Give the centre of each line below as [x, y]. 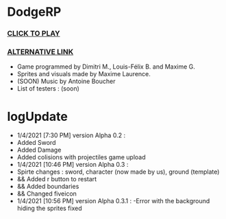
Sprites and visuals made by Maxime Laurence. [84, 74]
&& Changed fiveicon [47, 194]
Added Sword [36, 143]
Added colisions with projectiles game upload [81, 157]
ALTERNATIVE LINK [40, 52]
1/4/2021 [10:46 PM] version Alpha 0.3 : [73, 165]
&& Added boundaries [48, 187]
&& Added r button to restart [57, 179]
